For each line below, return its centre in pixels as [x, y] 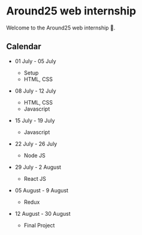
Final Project [39, 225]
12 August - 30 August [43, 213]
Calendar [24, 47]
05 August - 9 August [42, 190]
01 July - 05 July [35, 61]
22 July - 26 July [36, 144]
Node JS [35, 155]
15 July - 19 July [35, 120]
